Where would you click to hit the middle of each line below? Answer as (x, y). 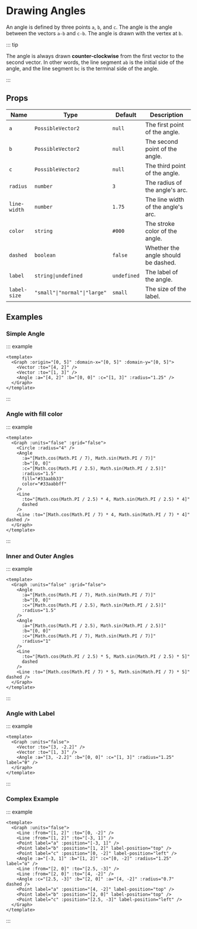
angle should (163, 255)
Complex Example (32, 799)
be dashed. (161, 262)
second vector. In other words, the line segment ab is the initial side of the (95, 62)
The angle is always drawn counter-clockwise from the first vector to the (95, 56)
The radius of (164, 182)
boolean (45, 255)
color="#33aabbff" (44, 484)
